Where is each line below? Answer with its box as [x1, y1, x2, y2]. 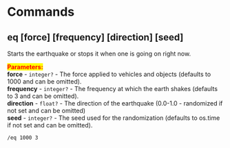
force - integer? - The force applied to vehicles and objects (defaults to [7, 70, 211, 78]
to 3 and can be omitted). [7, 92, 79, 100]
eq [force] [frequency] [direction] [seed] [7, 32, 184, 43]
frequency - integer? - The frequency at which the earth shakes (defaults [7, 85, 218, 92]
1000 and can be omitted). [7, 77, 82, 86]
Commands [7, 4, 75, 20]
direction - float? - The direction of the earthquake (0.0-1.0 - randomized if [7, 99, 223, 107]
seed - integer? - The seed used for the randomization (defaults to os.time [7, 114, 220, 122]
